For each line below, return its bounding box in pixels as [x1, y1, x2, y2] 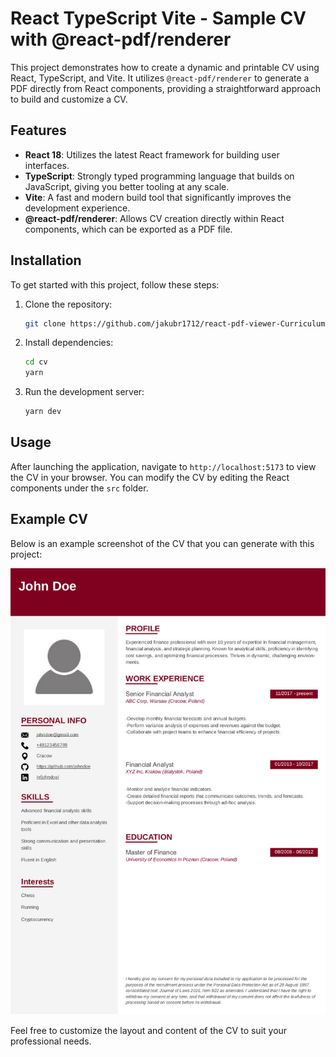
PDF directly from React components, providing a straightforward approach [10, 82, 321, 94]
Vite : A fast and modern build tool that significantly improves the [24, 191, 292, 203]
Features [10, 122, 67, 139]
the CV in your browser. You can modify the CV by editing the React [10, 471, 290, 483]
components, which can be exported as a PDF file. [24, 223, 233, 235]
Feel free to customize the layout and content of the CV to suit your [10, 1024, 288, 1036]
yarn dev [24, 407, 62, 417]
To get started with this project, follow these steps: [10, 278, 220, 291]
